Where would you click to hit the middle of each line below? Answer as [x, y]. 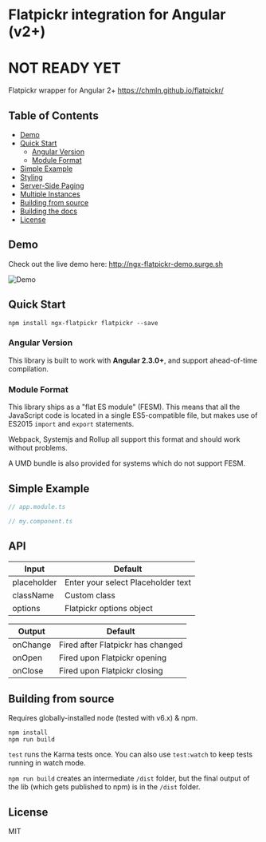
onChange [32, 645]
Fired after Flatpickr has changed [121, 645]
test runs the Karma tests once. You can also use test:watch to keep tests [131, 755]
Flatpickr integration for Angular [117, 15]
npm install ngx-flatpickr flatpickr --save [83, 323]
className [33, 595]
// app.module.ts [37, 506]
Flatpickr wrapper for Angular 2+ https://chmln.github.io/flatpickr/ [116, 90]
